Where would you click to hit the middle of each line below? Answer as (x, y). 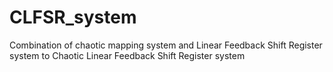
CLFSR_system (73, 17)
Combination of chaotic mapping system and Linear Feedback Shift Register (166, 45)
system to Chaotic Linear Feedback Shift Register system (127, 55)
